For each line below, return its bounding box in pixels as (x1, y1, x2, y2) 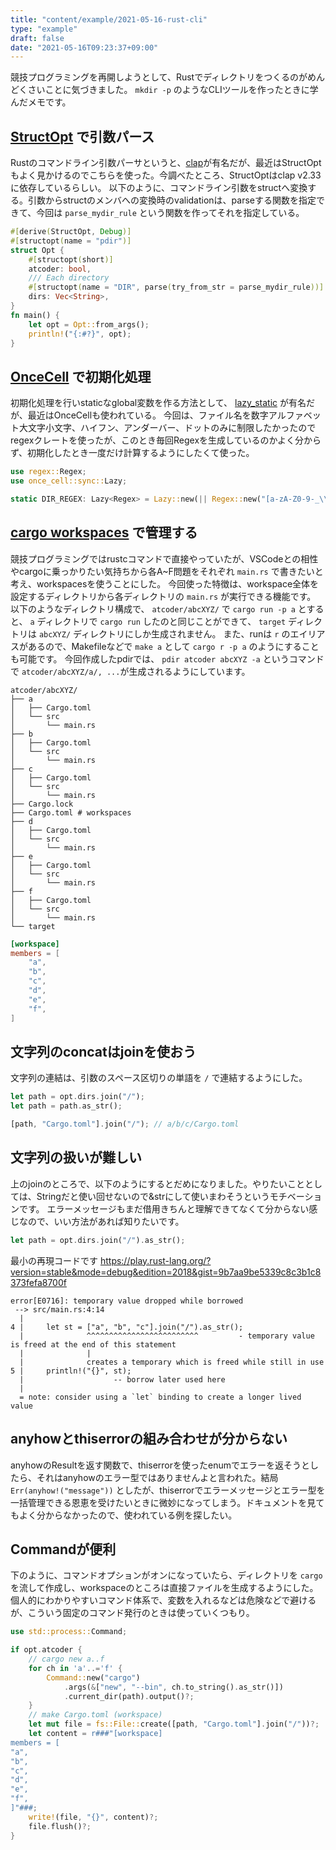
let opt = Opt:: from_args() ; (28, 319, 150, 330)
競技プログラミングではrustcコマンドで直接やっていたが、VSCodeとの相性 (10, 552, 319, 565)
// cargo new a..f (28, 1654, 105, 1665)
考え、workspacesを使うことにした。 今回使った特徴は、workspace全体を (10, 577, 320, 590)
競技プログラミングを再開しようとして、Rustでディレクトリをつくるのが (10, 71, 308, 83)
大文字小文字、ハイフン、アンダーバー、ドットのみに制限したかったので (18, 422, 317, 434)
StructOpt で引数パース (10, 128, 155, 145)
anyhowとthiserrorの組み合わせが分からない (10, 1431, 288, 1448)
